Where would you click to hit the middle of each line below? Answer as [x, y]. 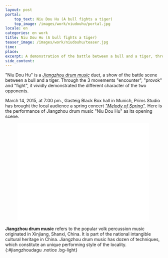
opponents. [17, 91]
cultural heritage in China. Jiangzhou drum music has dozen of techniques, [82, 240]
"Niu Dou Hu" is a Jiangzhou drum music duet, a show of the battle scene [81, 75]
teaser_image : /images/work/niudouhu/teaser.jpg [57, 42]
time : [11, 47]
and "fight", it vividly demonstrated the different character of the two [76, 86]
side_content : [20, 61]
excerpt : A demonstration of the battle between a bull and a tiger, [79, 56]
